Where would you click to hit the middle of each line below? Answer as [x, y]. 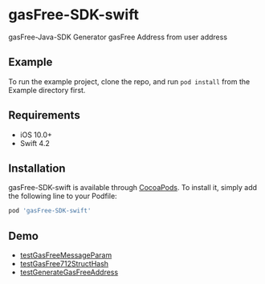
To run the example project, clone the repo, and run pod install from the [129, 81]
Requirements [44, 115]
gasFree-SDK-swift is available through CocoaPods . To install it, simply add [133, 188]
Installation [37, 168]
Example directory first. [47, 90]
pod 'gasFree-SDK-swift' [50, 211]
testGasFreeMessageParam [66, 255]
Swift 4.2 [35, 143]
